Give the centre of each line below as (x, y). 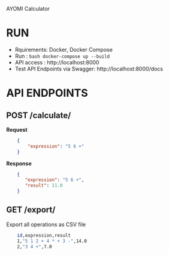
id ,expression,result (44, 235)
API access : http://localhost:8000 (57, 62)
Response (19, 163)
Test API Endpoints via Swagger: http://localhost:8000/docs (89, 69)
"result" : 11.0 (44, 186)
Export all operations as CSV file (46, 224)
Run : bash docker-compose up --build (62, 56)
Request (17, 129)
